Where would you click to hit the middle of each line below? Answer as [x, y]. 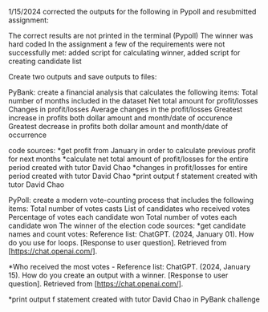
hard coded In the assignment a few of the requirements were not [117, 44]
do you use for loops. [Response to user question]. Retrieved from [118, 243]
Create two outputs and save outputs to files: [83, 77]
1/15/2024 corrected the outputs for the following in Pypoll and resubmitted [132, 12]
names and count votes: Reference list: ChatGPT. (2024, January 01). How [131, 234]
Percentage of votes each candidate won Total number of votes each [123, 217]
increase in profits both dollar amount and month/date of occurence [120, 118]
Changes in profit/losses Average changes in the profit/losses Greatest [126, 109]
